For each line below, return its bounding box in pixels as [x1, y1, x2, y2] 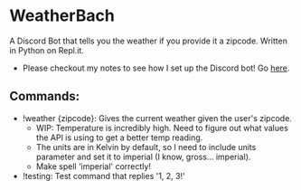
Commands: [9, 89, 80, 104]
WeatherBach [9, 5, 115, 26]
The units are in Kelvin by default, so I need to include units [35, 141, 257, 152]
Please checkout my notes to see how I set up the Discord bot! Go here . [22, 62, 290, 73]
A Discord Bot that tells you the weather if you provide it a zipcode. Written [9, 35, 287, 46]
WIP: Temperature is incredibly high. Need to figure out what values [35, 122, 289, 133]
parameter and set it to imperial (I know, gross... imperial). [35, 151, 251, 162]
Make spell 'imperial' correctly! [35, 160, 152, 172]
